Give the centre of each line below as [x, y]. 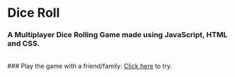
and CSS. [24, 43]
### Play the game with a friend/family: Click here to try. [90, 66]
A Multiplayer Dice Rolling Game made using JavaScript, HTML [117, 35]
